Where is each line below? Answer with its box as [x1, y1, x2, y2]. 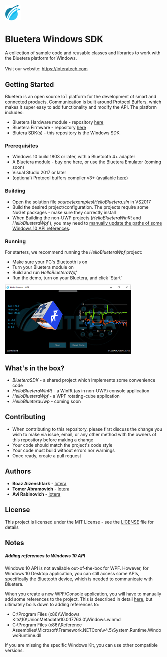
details [5, 524, 19, 530]
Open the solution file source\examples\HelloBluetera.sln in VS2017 [12, 199, 151, 205]
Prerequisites [5, 142, 38, 149]
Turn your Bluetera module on [12, 264, 74, 270]
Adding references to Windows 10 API [5, 552, 86, 559]
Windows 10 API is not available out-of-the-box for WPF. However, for [5, 565, 149, 571]
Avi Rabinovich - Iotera [12, 491, 61, 497]
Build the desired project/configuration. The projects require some [12, 204, 149, 210]
